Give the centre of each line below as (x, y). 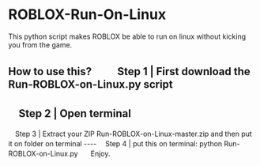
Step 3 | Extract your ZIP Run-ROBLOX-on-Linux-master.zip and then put (134, 134)
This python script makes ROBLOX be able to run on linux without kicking (127, 36)
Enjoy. (100, 154)
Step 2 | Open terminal (75, 113)
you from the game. (40, 44)
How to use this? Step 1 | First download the (129, 72)
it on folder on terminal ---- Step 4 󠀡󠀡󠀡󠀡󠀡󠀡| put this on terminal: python (115, 144)
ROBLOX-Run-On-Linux (87, 15)
